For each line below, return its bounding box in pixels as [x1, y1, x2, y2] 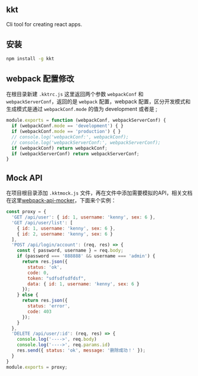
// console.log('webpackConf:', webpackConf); [11, 134, 129, 140]
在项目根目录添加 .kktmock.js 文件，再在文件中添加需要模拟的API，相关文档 [6, 189, 193, 196]
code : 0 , [27, 270, 49, 276]
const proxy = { [6, 209, 46, 215]
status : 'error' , [27, 303, 70, 309]
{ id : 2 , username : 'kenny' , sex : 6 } [17, 231, 113, 237]
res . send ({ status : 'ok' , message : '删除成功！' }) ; [17, 347, 146, 353]
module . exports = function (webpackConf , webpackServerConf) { [6, 118, 166, 124]
